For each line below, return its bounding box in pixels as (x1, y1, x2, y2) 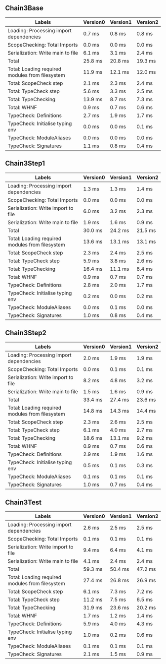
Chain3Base (5, 4, 43, 12)
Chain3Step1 (5, 159, 45, 168)
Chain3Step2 (5, 329, 47, 337)
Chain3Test (5, 498, 42, 506)
